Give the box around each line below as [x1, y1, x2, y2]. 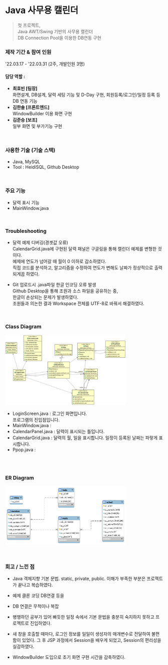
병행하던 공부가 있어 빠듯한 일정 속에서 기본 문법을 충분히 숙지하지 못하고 [12, 614, 154, 620]
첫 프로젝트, [17, 22, 41, 28]
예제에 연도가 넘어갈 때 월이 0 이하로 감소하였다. [12, 259, 106, 265]
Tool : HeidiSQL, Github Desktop [12, 164, 79, 170]
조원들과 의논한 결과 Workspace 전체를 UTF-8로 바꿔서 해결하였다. [12, 300, 144, 307]
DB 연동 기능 [12, 98, 38, 104]
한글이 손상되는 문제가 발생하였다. [12, 294, 79, 300]
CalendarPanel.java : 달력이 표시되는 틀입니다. [12, 429, 105, 435]
